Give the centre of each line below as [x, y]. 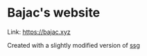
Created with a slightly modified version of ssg [74, 45]
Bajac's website [54, 13]
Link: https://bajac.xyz [39, 32]
